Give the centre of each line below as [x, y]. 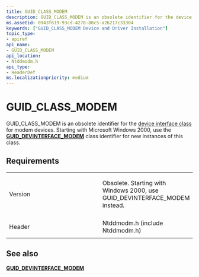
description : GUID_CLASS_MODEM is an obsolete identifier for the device [99, 17]
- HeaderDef [21, 72]
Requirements [33, 161]
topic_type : [21, 34]
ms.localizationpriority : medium [47, 78]
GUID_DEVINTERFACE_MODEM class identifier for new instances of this [95, 136]
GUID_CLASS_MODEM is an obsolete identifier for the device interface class [99, 124]
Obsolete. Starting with [134, 183]
